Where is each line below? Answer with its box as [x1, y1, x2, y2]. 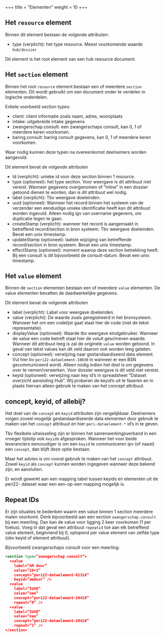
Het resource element [5, 18, 71, 27]
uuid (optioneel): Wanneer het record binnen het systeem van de [12, 200, 144, 206]
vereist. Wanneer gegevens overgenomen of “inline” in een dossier [12, 184, 148, 190]
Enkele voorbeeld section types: [5, 103, 70, 109]
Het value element [5, 272, 62, 280]
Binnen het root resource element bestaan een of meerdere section [5, 84, 142, 90]
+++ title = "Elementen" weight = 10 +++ [5, 4, 88, 10]
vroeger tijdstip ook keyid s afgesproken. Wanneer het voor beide [5, 436, 137, 442]
